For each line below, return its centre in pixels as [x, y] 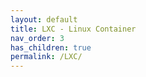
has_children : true [51, 47]
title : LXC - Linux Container [73, 29]
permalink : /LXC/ [46, 57]
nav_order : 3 [37, 38]
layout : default [44, 19]
